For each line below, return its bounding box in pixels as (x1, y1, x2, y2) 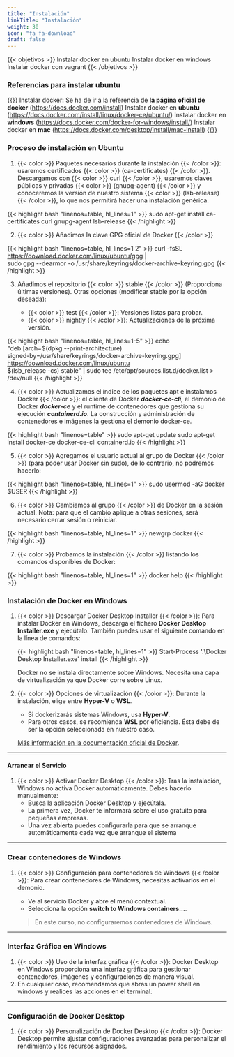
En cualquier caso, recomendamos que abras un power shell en (17, 980, 201, 988)
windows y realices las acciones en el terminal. (17, 987, 153, 996)
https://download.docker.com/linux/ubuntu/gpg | (7, 251, 148, 260)
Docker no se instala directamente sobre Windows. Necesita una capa (17, 668, 219, 677)
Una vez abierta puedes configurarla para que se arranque (27, 821, 197, 829)
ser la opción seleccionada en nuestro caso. (27, 725, 155, 734)
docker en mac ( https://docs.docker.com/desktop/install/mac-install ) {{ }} (7, 126, 218, 134)
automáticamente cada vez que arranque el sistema (27, 829, 177, 837)
